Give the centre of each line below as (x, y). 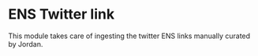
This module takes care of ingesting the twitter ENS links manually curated (129, 36)
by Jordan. (26, 44)
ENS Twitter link (62, 14)
